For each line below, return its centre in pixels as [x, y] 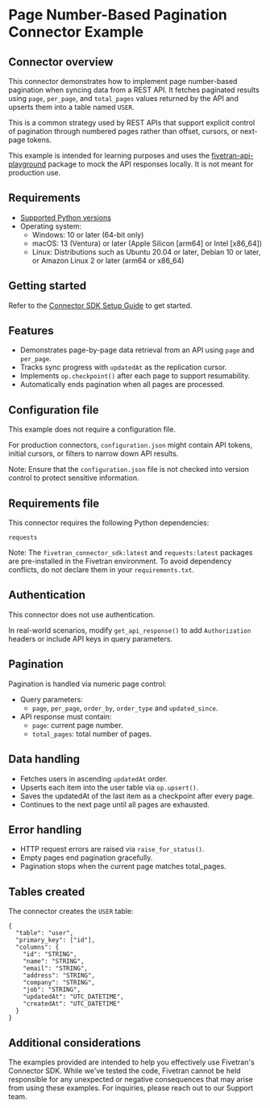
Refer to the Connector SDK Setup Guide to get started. [100, 305]
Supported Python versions [65, 217]
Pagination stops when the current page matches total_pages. [123, 866]
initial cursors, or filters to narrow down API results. [93, 453]
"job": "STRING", [52, 990]
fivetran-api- [233, 156]
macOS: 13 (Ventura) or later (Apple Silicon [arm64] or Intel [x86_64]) [147, 243]
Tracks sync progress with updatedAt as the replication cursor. [123, 367]
